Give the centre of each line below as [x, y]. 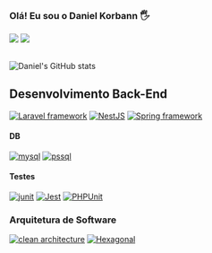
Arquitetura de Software [63, 220]
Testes [22, 177]
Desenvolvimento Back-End [89, 94]
